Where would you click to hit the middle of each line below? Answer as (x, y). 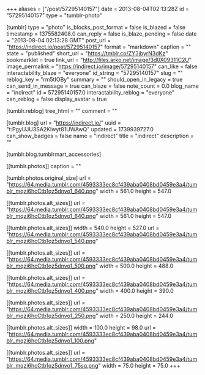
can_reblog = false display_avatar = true (57, 99)
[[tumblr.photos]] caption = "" (44, 166)
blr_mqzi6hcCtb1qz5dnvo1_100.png (50, 341)
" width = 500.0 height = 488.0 (134, 266)
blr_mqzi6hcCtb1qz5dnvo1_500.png (51, 266)
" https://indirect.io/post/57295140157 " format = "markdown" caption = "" (99, 47)
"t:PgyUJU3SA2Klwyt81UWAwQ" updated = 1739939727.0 (80, 129)
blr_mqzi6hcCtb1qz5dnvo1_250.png (51, 316)
